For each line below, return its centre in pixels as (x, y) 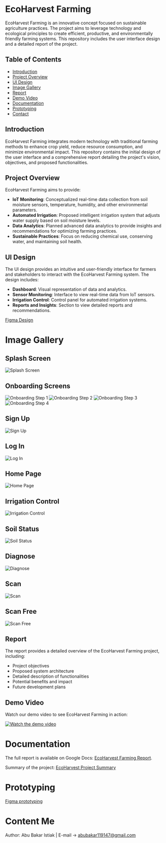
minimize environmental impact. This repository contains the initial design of (83, 152)
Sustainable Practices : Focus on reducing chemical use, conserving (82, 236)
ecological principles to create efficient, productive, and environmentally (79, 33)
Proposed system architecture (43, 671)
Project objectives (31, 666)
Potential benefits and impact (42, 682)
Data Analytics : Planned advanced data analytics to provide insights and (87, 226)
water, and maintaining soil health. (47, 242)
